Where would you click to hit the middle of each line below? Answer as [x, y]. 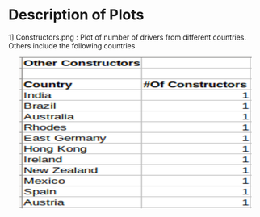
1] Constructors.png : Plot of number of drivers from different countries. [128, 37]
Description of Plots [76, 15]
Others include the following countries [72, 45]
